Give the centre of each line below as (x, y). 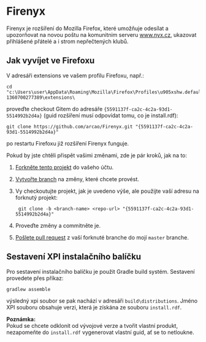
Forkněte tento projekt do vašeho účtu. (64, 167)
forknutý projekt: (36, 197)
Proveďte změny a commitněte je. (58, 225)
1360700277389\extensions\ (41, 97)
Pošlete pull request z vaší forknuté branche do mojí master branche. (102, 237)
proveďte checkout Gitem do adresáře (55, 109)
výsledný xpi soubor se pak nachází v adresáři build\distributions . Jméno (102, 301)
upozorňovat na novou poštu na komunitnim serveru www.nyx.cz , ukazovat (101, 34)
